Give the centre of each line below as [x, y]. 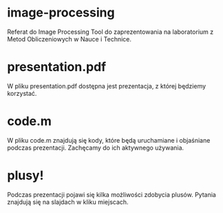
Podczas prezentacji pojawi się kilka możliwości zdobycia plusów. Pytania [112, 194]
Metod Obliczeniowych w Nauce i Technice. [70, 39]
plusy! [25, 175]
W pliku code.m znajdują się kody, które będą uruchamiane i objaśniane [109, 140]
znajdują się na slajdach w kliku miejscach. [68, 202]
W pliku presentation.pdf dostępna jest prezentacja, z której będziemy [107, 86]
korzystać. [22, 93]
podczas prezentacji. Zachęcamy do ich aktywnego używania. [96, 148]
